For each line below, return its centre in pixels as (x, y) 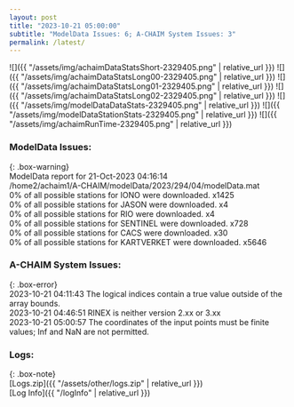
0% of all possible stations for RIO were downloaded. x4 (112, 213)
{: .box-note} (32, 374)
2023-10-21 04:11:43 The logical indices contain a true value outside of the (146, 293)
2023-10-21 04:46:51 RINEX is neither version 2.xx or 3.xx (115, 313)
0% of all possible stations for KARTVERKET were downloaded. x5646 (138, 242)
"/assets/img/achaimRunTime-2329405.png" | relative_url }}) (121, 124)
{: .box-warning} (39, 166)
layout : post (33, 17)
